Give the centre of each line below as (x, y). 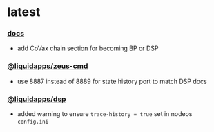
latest (24, 12)
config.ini (33, 122)
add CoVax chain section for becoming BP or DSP (88, 48)
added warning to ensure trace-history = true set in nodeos (105, 114)
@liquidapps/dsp (37, 99)
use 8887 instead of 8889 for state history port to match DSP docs (112, 81)
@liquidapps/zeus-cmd (48, 66)
